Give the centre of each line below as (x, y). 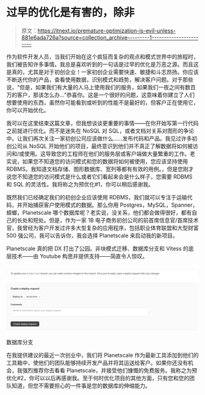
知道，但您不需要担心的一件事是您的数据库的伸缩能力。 (81, 386)
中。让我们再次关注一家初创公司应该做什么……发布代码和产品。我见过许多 (99, 138)
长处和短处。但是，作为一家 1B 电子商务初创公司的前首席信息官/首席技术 (108, 220)
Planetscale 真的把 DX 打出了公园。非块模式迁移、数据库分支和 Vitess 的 (98, 248)
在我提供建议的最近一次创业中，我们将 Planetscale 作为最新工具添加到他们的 (103, 355)
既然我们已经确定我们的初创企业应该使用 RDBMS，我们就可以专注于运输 (97, 197)
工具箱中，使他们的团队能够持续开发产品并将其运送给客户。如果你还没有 (97, 363)
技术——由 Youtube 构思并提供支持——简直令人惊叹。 (80, 256)
